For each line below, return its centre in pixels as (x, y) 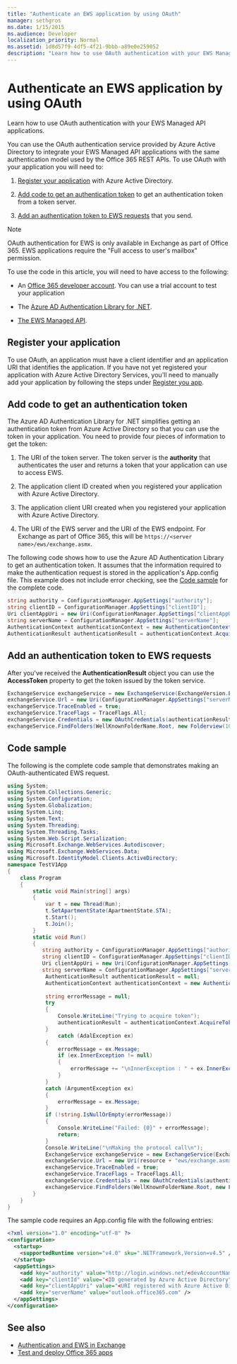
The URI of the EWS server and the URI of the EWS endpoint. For (111, 529)
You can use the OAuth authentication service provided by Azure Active (111, 144)
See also (26, 1328)
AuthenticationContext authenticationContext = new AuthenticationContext (120, 627)
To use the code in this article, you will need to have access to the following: (118, 271)
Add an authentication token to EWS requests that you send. (105, 215)
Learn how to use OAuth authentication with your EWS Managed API (107, 123)
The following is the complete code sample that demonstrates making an (113, 765)
